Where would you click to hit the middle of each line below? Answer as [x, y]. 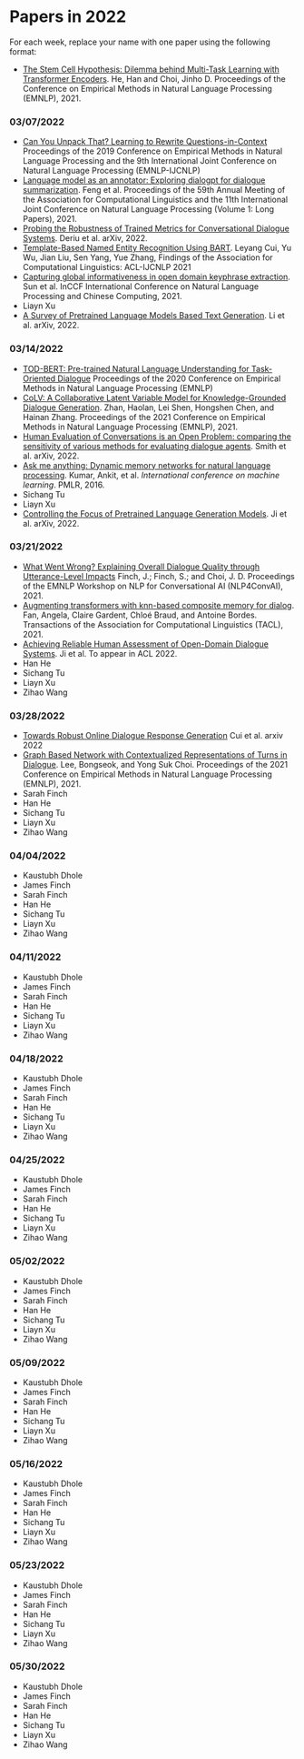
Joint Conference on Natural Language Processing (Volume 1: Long [148, 209]
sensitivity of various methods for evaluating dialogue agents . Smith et [154, 446]
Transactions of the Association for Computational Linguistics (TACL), [153, 624]
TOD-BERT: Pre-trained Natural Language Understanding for [136, 368]
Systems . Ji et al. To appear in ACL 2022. [100, 653]
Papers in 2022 [68, 17]
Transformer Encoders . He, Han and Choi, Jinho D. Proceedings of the [154, 78]
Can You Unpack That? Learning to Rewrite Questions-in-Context [145, 142]
